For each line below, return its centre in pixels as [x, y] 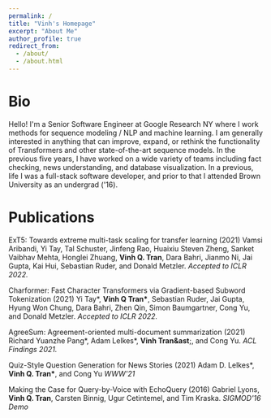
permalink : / [30, 16]
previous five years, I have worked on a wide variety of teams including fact [135, 159]
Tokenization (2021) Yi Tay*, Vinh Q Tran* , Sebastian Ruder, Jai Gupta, [127, 298]
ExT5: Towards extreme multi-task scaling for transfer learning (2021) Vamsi [135, 240]
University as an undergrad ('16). [63, 185]
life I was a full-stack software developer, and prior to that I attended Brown [135, 176]
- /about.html [39, 62]
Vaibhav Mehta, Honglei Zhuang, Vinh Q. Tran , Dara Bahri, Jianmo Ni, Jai [131, 257]
